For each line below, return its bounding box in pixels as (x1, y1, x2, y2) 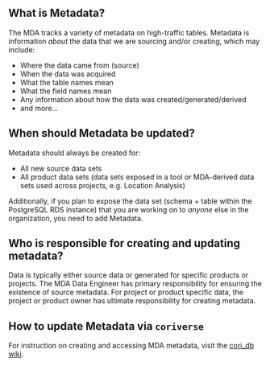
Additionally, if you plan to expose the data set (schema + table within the (8, 196, 252, 206)
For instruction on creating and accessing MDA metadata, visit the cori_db (8, 341, 255, 351)
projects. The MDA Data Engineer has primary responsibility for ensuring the (8, 279, 262, 289)
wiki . (8, 349, 24, 359)
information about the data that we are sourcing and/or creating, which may (8, 36, 260, 46)
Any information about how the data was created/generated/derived (19, 94, 247, 104)
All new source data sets (19, 163, 102, 173)
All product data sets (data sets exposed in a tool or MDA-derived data (19, 172, 255, 182)
